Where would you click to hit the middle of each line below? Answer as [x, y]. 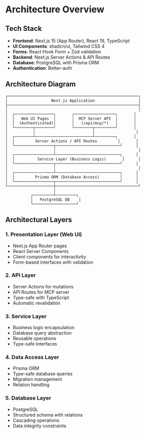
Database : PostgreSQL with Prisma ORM [56, 62]
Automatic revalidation [36, 303]
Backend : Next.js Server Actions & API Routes [61, 57]
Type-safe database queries [43, 374]
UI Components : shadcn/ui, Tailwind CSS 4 [59, 46]
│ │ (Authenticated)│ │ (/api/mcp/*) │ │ [71, 123]
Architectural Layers [39, 220]
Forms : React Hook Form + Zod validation [57, 52]
